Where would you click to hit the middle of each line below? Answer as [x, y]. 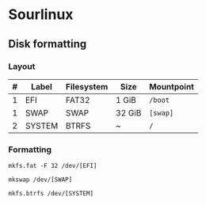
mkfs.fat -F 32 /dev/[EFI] [53, 166]
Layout [22, 66]
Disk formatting [48, 44]
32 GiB [129, 112]
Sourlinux [41, 15]
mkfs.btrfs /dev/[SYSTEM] [51, 194]
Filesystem [87, 86]
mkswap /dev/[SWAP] [40, 180]
